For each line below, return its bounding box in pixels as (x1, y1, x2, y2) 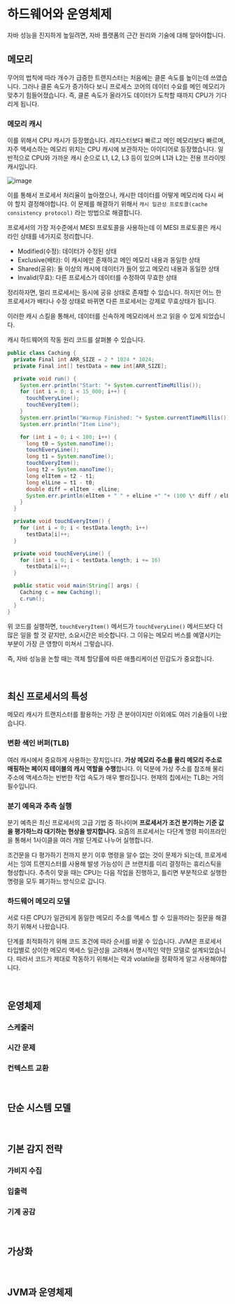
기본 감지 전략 (7, 1143, 63, 1155)
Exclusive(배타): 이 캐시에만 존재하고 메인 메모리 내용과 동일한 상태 (17, 256, 201, 264)
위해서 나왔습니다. (20, 923, 69, 931)
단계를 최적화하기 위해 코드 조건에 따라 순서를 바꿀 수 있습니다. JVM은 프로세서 (7, 937, 222, 946)
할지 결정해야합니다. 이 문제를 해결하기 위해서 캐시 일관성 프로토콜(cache (14, 200, 208, 208)
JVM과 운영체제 (7, 1286, 73, 1298)
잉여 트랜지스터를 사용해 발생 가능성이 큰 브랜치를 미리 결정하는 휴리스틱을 (20, 860, 222, 868)
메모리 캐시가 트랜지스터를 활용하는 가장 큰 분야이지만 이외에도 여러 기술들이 (7, 710, 215, 719)
